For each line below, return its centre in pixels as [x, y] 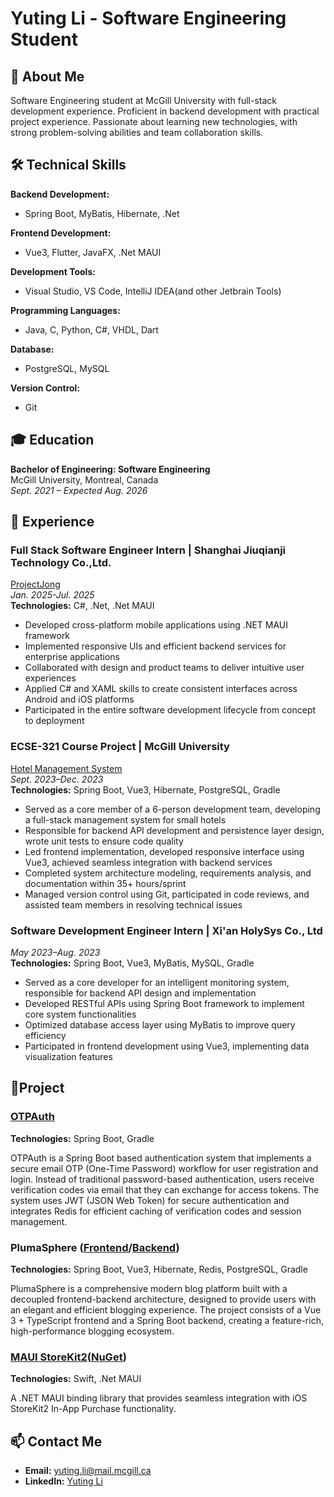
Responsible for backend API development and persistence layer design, [174, 830]
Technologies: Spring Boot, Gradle [82, 1138]
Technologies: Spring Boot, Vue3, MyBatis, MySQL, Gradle [132, 963]
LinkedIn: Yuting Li [63, 1481]
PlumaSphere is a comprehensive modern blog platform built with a [149, 1288]
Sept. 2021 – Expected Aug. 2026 [79, 490]
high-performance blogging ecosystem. [92, 1331]
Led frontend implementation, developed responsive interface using [164, 851]
